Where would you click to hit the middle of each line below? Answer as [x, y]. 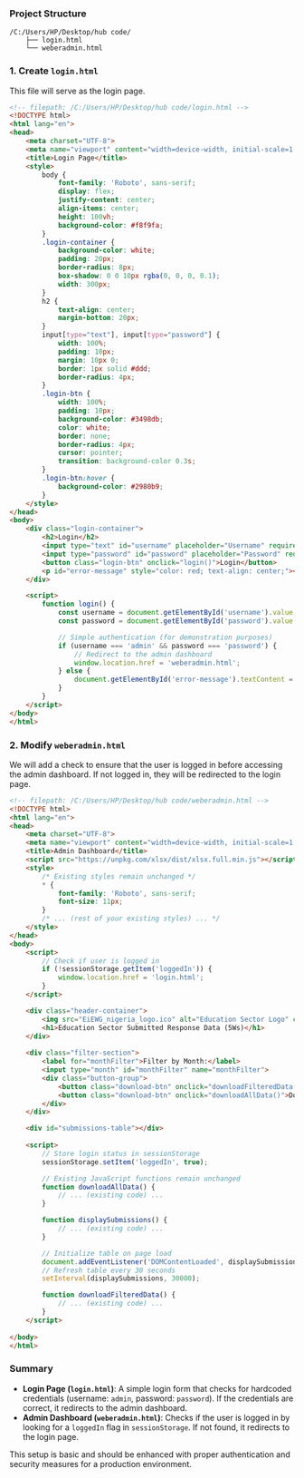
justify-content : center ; [106, 200]
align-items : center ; [99, 209]
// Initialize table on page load [107, 1253]
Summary [32, 1369]
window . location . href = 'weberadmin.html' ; [157, 663]
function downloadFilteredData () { [109, 1295]
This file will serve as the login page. [77, 91]
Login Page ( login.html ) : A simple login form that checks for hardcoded [157, 1388]
